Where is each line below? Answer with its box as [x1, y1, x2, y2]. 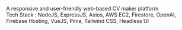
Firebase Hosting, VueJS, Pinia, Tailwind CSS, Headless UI [6, 18, 149, 24]
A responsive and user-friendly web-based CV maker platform [6, 5, 159, 12]
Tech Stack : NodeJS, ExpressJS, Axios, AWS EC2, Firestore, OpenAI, [6, 11, 177, 18]
